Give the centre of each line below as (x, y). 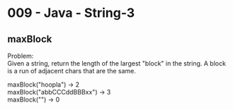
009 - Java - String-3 (71, 13)
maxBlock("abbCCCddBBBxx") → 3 (59, 92)
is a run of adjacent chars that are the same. (72, 71)
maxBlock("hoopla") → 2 (44, 85)
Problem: (21, 56)
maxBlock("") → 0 (34, 99)
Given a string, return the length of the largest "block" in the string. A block (117, 63)
